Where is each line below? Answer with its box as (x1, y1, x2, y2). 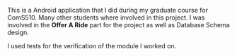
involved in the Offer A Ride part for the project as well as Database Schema (7, 21, 230, 29)
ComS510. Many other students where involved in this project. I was (7, 13, 205, 22)
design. (7, 28, 30, 36)
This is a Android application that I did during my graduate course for (7, 6, 209, 14)
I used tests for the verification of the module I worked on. (7, 42, 177, 50)
